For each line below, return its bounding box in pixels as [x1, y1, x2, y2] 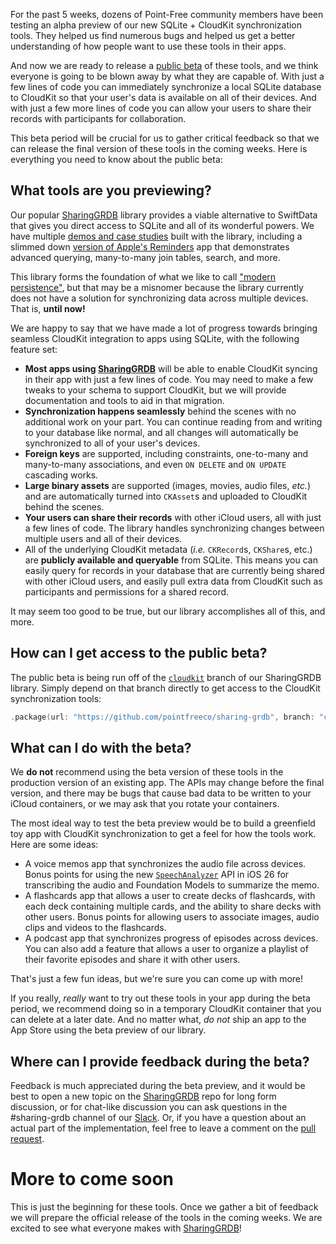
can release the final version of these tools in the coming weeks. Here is [10, 143, 308, 154]
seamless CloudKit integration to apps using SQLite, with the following [10, 332, 300, 344]
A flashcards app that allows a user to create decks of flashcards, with [24, 890, 316, 902]
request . [10, 1133, 45, 1145]
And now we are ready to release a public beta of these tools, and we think [10, 60, 319, 71]
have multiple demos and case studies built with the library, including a [10, 230, 303, 242]
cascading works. [24, 469, 99, 481]
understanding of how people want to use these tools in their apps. [10, 40, 287, 52]
